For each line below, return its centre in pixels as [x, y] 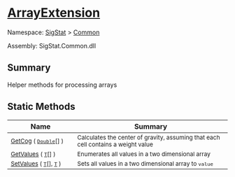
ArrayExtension [54, 13]
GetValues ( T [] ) [33, 154]
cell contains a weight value [115, 144]
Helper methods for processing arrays [62, 85]
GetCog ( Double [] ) [37, 141]
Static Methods [41, 107]
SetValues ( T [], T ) [36, 163]
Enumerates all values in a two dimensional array [144, 154]
